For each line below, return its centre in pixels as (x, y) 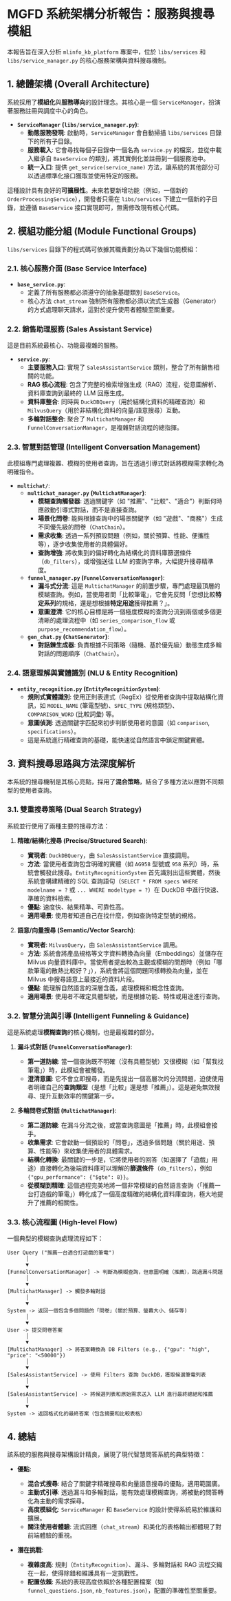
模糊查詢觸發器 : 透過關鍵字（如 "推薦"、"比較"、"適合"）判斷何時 (130, 501)
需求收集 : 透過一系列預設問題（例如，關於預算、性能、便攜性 (124, 536)
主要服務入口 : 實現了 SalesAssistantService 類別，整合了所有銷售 (120, 367)
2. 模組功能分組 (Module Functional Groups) (102, 231)
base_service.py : (41, 284)
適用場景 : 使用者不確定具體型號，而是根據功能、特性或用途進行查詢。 (125, 996)
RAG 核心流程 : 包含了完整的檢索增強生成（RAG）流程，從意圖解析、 (124, 385)
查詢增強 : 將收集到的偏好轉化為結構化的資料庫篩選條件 (115, 553)
